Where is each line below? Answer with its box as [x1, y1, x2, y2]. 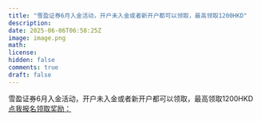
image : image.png [8, 33, 66, 42]
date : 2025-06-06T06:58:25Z [8, 26, 102, 34]
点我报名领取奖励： [8, 103, 72, 113]
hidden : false [8, 57, 56, 64]
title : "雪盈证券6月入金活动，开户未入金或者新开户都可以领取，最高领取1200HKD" [8, 11, 247, 20]
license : [8, 49, 38, 57]
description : [8, 19, 52, 27]
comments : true [8, 64, 59, 72]
